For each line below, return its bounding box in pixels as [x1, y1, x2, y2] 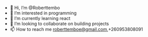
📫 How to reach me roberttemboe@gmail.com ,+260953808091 [10, 26, 143, 32]
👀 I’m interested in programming [10, 10, 77, 16]
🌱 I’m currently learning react [10, 15, 70, 21]
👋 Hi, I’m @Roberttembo [10, 5, 60, 10]
